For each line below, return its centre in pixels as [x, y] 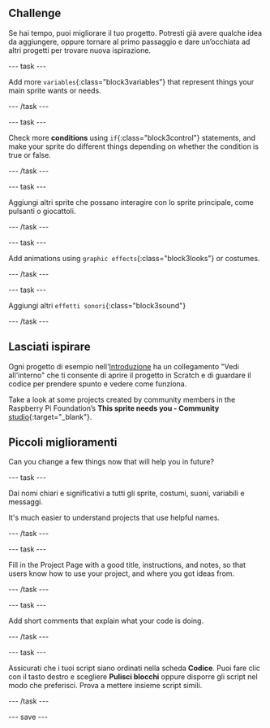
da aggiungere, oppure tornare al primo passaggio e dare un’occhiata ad [129, 41]
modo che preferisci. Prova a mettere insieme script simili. [105, 686]
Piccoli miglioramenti [63, 442]
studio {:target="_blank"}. [50, 416]
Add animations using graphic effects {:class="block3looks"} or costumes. [134, 258]
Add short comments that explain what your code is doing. [106, 621]
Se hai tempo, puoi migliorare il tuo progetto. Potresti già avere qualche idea [135, 33]
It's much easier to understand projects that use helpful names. [114, 518]
